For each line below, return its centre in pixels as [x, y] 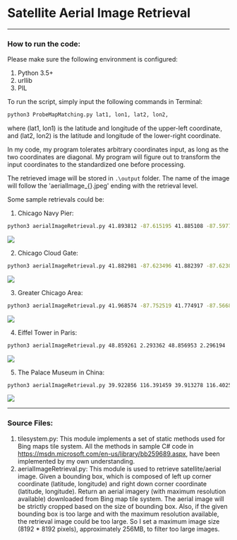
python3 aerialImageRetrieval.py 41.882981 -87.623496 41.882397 [105, 266]
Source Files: [30, 423]
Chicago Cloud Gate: [48, 253]
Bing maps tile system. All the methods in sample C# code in [105, 446]
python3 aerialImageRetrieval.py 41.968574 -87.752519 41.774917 [105, 306]
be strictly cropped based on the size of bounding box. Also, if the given [122, 506]
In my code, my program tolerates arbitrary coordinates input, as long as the [118, 149]
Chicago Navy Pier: [45, 213]
